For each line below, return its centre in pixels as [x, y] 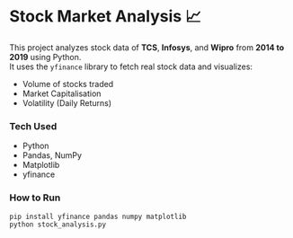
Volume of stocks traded [68, 84]
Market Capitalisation [62, 93]
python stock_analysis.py [58, 225]
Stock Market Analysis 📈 [106, 17]
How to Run [35, 198]
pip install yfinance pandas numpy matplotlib [98, 216]
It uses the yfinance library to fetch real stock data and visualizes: [131, 66]
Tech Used [33, 126]
